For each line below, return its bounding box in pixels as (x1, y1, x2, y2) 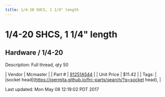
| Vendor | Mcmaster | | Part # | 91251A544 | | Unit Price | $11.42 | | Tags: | (5, 71, 157, 77)
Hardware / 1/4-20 (5, 48, 63, 57)
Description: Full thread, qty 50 (5, 62, 69, 68)
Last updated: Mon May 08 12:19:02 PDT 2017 (5, 86, 99, 92)
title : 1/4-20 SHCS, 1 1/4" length (5, 7, 79, 12)
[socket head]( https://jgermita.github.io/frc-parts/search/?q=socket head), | (5, 77, 162, 83)
